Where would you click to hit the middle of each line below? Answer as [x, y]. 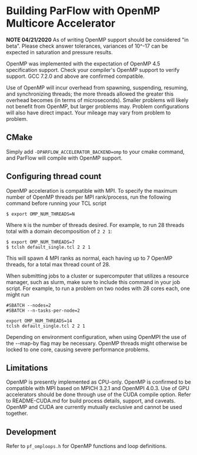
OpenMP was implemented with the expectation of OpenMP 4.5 [83, 64]
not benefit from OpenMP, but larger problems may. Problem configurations [98, 106]
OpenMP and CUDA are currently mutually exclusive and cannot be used [94, 407]
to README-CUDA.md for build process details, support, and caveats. [91, 401]
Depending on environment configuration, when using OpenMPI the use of [96, 337]
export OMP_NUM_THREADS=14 [39, 321]
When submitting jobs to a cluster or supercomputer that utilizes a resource [98, 276]
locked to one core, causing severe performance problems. [78, 350]
